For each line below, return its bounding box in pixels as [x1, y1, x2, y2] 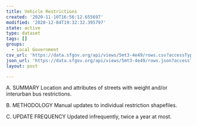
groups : [6, 42, 25, 47]
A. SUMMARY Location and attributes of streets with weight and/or [6, 84, 168, 91]
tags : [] [6, 36, 28, 42]
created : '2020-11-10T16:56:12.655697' [6, 14, 104, 20]
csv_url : [6, 52, 28, 58]
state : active [6, 25, 41, 31]
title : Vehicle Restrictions [6, 8, 77, 15]
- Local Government [11, 47, 59, 53]
